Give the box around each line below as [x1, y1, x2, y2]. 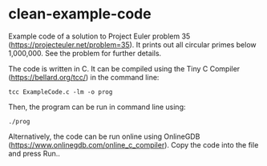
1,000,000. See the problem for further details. [8, 48, 162, 58]
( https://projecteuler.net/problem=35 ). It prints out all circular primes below [8, 39, 257, 49]
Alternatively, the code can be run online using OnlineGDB [8, 132, 200, 141]
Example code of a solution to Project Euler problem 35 [8, 31, 191, 41]
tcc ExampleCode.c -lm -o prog [8, 87, 113, 96]
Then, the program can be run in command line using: [8, 102, 186, 111]
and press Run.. [8, 148, 60, 158]
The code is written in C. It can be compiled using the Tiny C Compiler [8, 63, 241, 73]
